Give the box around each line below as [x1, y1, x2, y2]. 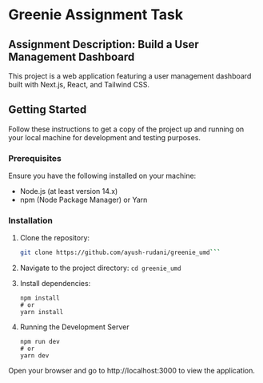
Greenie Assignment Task [8, 6, 184, 24]
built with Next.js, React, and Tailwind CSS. [8, 80, 150, 89]
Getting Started [8, 103, 87, 117]
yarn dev [19, 352, 50, 360]
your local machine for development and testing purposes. [8, 132, 201, 142]
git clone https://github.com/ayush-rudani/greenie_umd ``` [19, 248, 221, 257]
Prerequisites [8, 152, 62, 163]
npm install [19, 294, 60, 302]
